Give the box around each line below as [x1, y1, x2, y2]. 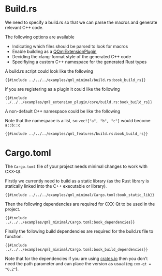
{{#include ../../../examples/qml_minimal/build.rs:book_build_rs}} [5, 78, 146, 82]
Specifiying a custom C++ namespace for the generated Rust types [12, 59, 147, 65]
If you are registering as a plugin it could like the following [5, 86, 120, 92]
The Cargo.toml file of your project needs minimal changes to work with [5, 163, 148, 169]
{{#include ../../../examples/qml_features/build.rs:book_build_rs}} [5, 131, 148, 136]
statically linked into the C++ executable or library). [5, 183, 107, 189]
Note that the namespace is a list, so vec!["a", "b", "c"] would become [5, 117, 151, 123]
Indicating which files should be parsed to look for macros [12, 43, 128, 49]
